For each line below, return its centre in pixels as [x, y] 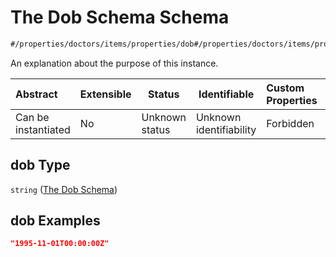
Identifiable [226, 94]
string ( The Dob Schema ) [64, 189]
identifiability [226, 129]
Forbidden [290, 123]
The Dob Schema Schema [120, 17]
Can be [32, 117]
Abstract [36, 94]
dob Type [40, 165]
